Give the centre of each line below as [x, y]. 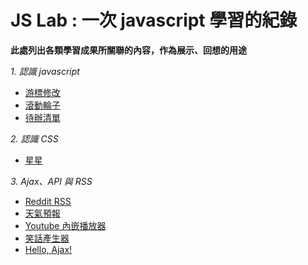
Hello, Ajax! [48, 249]
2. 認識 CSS [34, 138]
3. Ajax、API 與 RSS [51, 181]
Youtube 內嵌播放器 [65, 225]
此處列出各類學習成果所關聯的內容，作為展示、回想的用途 [128, 50]
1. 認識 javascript [45, 71]
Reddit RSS [48, 201]
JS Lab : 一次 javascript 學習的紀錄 [154, 20]
